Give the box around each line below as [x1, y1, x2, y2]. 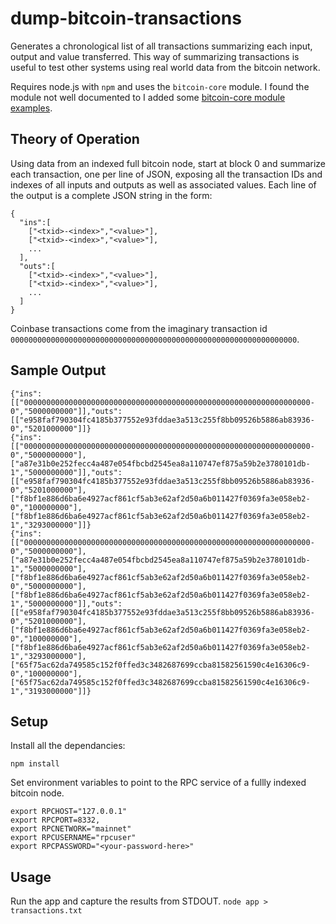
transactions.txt [10, 906, 83, 916]
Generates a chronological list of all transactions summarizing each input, [10, 40, 313, 52]
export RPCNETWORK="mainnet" [10, 824, 132, 834]
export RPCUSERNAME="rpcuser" [10, 833, 137, 843]
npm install [10, 759, 60, 769]
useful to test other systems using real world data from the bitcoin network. [10, 61, 321, 73]
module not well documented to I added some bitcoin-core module [10, 91, 286, 103]
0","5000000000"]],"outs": [10, 406, 123, 416]
